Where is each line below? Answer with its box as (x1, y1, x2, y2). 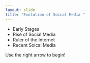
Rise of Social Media (12, 31, 56, 37)
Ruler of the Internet (12, 36, 55, 43)
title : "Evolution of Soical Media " (5, 12, 85, 17)
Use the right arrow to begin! (5, 51, 66, 58)
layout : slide (5, 7, 36, 13)
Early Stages (12, 26, 40, 32)
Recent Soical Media (12, 42, 56, 48)
